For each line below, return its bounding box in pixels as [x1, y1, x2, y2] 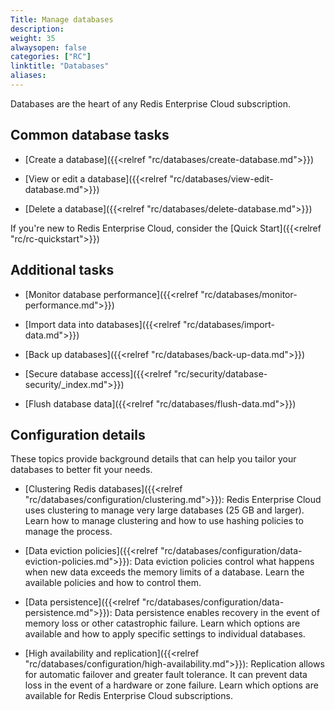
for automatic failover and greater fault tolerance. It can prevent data [24, 669, 308, 681]
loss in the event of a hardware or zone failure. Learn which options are [24, 679, 319, 691]
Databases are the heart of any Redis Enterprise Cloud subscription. [10, 97, 291, 110]
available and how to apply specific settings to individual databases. [24, 628, 306, 640]
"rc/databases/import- [182, 318, 275, 330]
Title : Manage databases [10, 14, 114, 25]
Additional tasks [10, 262, 115, 279]
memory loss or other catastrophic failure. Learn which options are [24, 617, 301, 630]
